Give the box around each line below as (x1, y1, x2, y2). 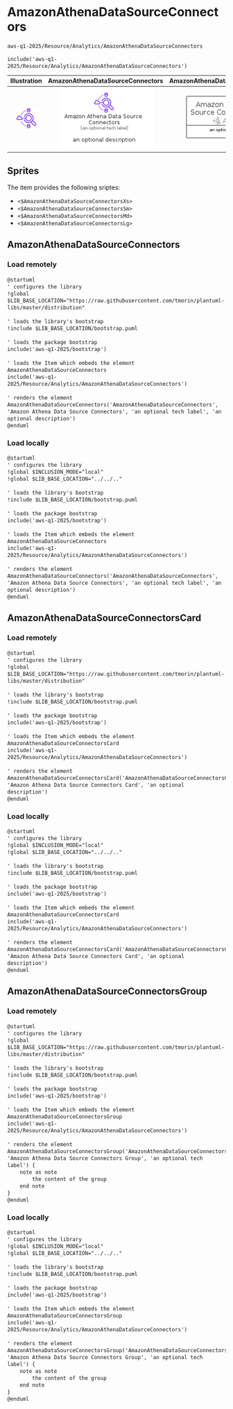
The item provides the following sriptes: (7, 183, 121, 191)
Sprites (7, 164, 40, 177)
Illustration (10, 77, 43, 85)
